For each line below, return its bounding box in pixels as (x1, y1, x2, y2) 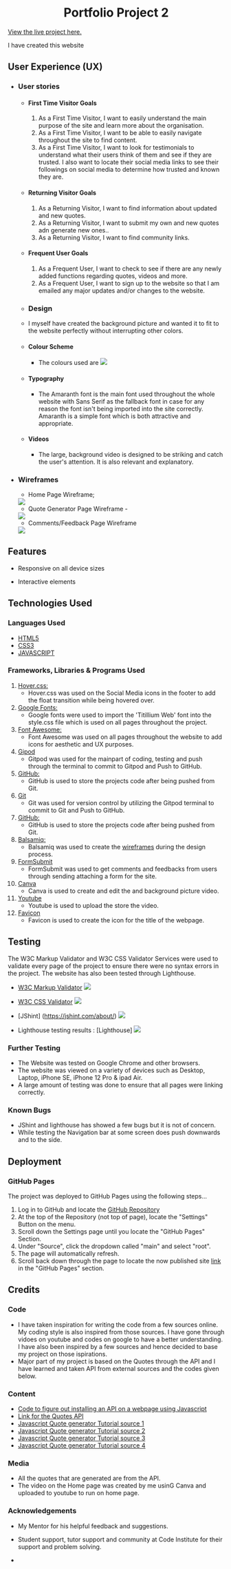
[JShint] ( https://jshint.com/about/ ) (17, 1012, 117, 1020)
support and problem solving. (17, 1542, 102, 1550)
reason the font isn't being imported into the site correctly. (38, 404, 203, 413)
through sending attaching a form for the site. (27, 871, 157, 880)
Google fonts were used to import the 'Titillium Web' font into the (27, 711, 212, 719)
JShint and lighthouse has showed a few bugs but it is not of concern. (17, 1121, 216, 1129)
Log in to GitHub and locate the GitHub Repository (17, 1205, 160, 1214)
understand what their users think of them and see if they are (38, 150, 212, 159)
